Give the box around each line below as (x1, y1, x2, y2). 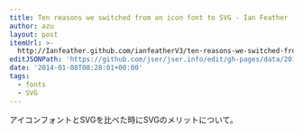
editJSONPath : (9, 55, 63, 64)
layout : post (9, 30, 59, 39)
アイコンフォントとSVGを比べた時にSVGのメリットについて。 (9, 114, 239, 125)
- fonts (17, 80, 47, 89)
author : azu (9, 22, 54, 31)
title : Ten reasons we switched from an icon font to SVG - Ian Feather (9, 13, 289, 22)
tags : (9, 72, 30, 81)
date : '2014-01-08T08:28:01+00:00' (9, 64, 143, 73)
